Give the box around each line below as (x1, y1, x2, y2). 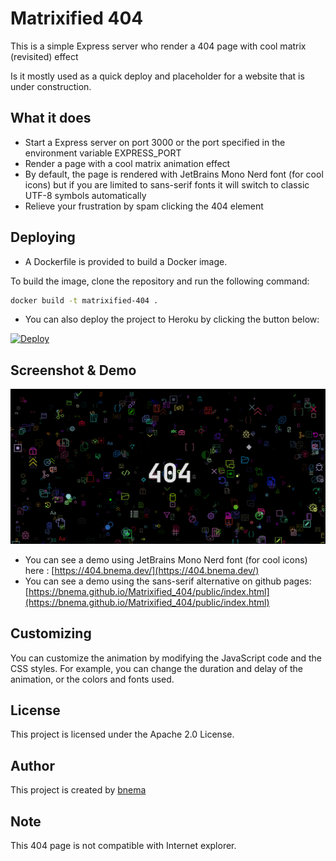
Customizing (10, 625, 92, 642)
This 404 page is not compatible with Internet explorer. (10, 840, 237, 852)
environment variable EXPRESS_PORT (24, 147, 182, 159)
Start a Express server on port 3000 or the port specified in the (24, 136, 286, 148)
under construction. (10, 80, 92, 92)
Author (10, 757, 55, 774)
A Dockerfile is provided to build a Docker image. (24, 255, 228, 267)
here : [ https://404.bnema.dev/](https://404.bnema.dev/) (24, 564, 260, 576)
